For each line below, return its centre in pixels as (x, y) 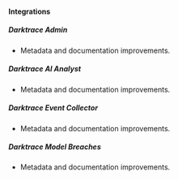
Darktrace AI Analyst (45, 69)
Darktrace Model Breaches (55, 147)
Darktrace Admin (38, 30)
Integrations (30, 11)
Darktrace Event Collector (53, 108)
